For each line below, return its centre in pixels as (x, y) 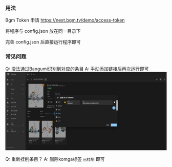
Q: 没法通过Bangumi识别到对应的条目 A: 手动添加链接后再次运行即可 (77, 69)
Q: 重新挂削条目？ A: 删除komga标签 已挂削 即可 (55, 159)
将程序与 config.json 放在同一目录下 (43, 31)
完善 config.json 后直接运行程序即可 (43, 42)
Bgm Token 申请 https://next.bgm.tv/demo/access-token (65, 20)
